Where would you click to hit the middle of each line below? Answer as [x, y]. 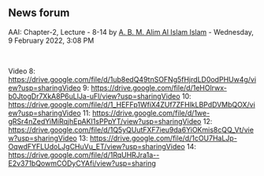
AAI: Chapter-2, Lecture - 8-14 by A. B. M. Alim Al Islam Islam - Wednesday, [131, 32]
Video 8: [22, 71]
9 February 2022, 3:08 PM [51, 40]
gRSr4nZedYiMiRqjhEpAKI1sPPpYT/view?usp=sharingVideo [105, 121]
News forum [39, 13]
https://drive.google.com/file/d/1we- [151, 113]
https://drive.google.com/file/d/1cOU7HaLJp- [164, 138]
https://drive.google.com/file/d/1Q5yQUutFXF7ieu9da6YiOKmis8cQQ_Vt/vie [131, 129]
